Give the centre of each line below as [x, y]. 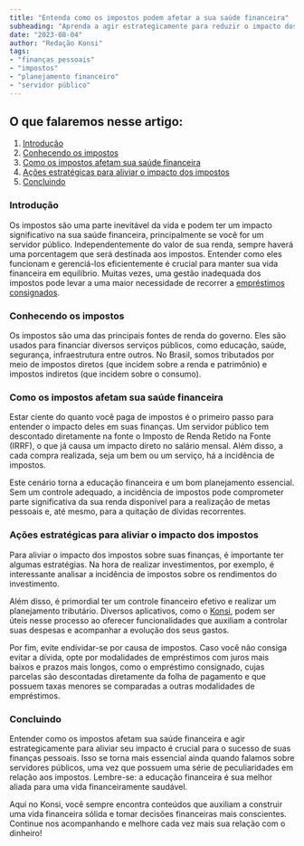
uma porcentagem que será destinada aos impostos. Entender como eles [146, 253]
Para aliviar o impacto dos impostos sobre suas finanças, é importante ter [147, 555]
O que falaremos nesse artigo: [96, 122]
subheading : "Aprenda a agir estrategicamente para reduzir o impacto [145, 26]
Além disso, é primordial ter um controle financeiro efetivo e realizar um [143, 601]
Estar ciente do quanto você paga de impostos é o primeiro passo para [142, 417]
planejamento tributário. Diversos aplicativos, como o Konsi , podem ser [142, 611]
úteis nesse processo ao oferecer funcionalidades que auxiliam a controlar [148, 620]
